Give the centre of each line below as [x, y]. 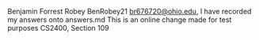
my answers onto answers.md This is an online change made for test [120, 20]
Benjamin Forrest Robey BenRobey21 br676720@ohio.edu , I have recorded [129, 11]
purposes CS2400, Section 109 [58, 28]
